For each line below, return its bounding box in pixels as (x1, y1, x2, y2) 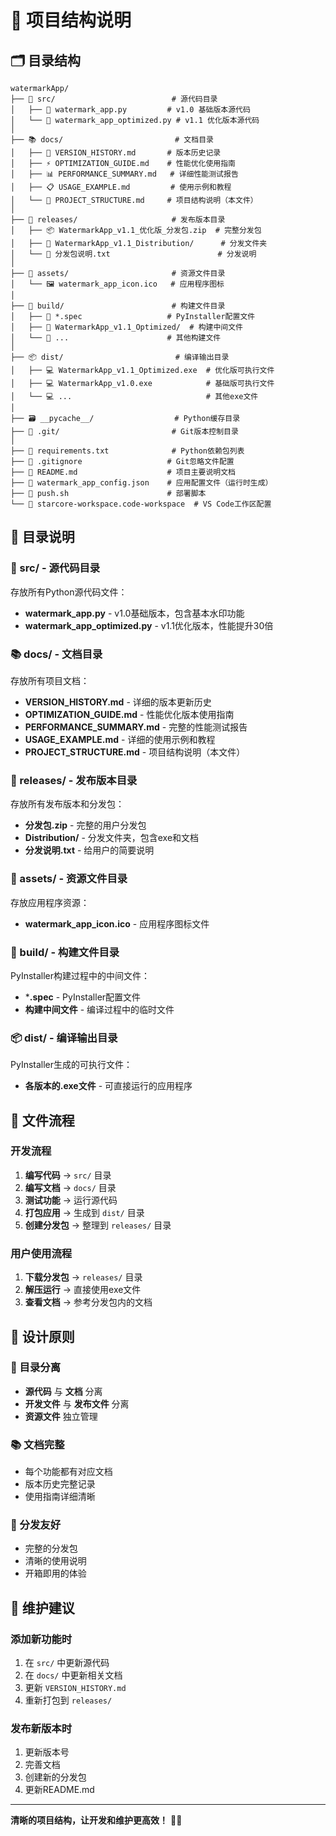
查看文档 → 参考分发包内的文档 (24, 1296, 153, 1308)
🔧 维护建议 (10, 1599, 75, 1616)
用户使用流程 (10, 1246, 73, 1260)
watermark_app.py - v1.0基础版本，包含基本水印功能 (24, 607, 245, 619)
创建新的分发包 (24, 1771, 87, 1783)
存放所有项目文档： (10, 674, 90, 686)
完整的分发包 (24, 1542, 78, 1555)
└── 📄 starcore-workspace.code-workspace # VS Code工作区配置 (10, 499, 272, 509)
